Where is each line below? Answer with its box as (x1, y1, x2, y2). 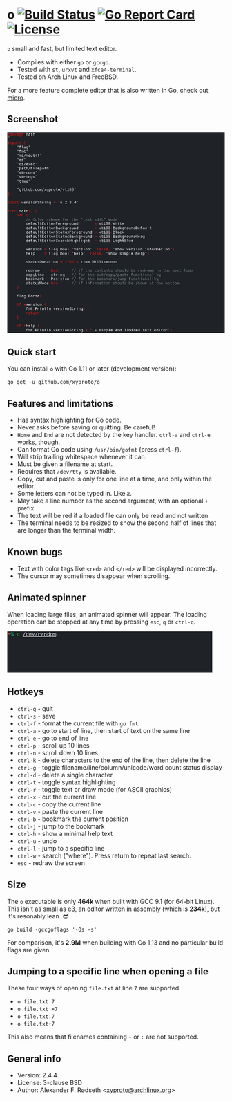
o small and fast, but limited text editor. (7, 44, 117, 53)
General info (7, 1053, 61, 1064)
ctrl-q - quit (17, 704, 53, 712)
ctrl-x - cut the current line (17, 793, 97, 801)
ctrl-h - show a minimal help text (17, 829, 113, 838)
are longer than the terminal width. (17, 526, 116, 535)
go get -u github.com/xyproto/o (7, 379, 100, 386)
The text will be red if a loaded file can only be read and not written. (17, 512, 211, 520)
